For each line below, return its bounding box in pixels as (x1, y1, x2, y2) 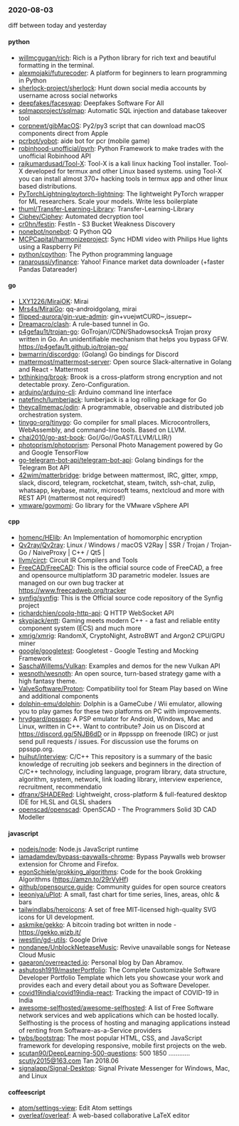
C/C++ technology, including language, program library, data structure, (18, 767, 227, 776)
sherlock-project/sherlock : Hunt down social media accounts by (18, 83, 207, 92)
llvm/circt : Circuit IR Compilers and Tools (18, 556, 138, 564)
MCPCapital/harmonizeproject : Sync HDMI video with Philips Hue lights (18, 235, 228, 243)
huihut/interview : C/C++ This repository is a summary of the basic (18, 752, 213, 760)
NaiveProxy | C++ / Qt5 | (32, 548, 105, 556)
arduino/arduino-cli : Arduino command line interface (18, 388, 173, 396)
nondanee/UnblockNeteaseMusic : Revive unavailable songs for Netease (18, 943, 230, 952)
